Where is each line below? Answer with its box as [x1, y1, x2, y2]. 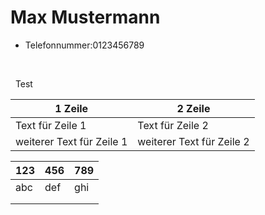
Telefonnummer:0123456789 [24, 39, 145, 51]
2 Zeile [176, 101, 211, 115]
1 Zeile [54, 101, 89, 115]
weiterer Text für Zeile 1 [15, 134, 128, 148]
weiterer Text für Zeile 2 [137, 134, 250, 148]
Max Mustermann [10, 6, 161, 29]
